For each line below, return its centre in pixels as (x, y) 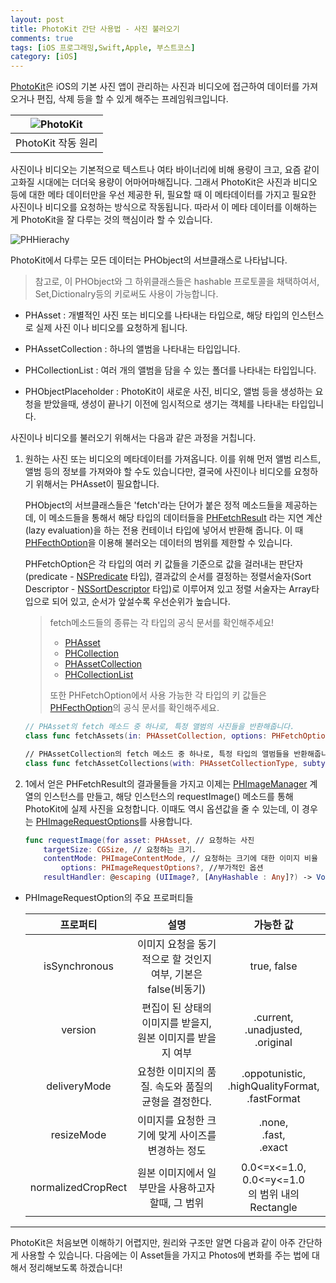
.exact (273, 1147)
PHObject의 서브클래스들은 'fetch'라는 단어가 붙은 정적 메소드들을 (153, 505)
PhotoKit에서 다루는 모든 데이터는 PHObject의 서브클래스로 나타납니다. (149, 260)
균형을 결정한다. (176, 1101)
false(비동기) (177, 989)
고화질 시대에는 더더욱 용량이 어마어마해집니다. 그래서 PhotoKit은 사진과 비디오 (164, 182)
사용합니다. (171, 821)
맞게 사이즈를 (187, 1135)
